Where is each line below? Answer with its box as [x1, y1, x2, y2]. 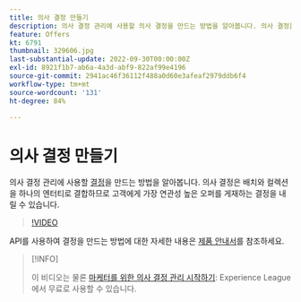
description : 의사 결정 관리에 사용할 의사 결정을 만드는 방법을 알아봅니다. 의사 [9, 22, 273, 30]
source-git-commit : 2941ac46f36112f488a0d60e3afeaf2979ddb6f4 [9, 72, 246, 81]
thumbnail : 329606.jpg [9, 47, 94, 56]
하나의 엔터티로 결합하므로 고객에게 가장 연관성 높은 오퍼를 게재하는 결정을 [18, 188, 278, 199]
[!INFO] [30, 254, 59, 264]
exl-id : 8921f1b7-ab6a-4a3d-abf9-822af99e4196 [9, 64, 186, 73]
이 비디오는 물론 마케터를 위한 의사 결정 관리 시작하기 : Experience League [30, 272, 291, 283]
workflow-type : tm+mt [9, 80, 90, 89]
